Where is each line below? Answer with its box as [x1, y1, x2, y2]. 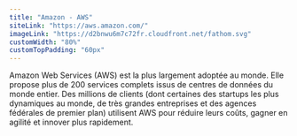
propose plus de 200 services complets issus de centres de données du [9, 79, 273, 90]
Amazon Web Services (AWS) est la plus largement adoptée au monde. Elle [9, 70, 285, 80]
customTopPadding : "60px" [9, 46, 105, 55]
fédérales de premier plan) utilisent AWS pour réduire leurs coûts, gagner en [9, 108, 288, 118]
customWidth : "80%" [9, 37, 82, 47]
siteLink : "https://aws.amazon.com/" [9, 21, 149, 30]
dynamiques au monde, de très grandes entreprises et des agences [9, 98, 257, 109]
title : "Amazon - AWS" [9, 12, 93, 22]
